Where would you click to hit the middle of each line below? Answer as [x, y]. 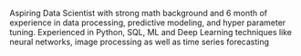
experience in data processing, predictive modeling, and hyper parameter [148, 23]
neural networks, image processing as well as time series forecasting [140, 42]
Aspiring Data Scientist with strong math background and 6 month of [139, 13]
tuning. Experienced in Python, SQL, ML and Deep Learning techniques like [151, 32]
